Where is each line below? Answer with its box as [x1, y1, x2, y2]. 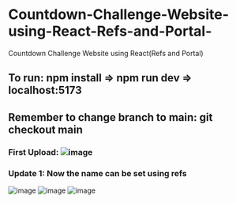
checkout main [8, 122, 83, 136]
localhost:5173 [8, 84, 82, 97]
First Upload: [8, 146, 59, 157]
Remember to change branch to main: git [8, 111, 213, 124]
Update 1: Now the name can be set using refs [8, 167, 187, 179]
